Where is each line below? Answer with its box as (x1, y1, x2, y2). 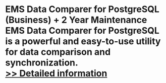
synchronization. (5, 57, 78, 68)
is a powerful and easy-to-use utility (5, 36, 161, 47)
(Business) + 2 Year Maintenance (5, 14, 147, 26)
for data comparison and (5, 46, 111, 58)
